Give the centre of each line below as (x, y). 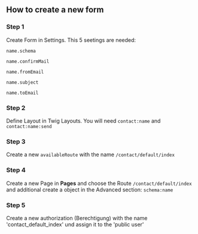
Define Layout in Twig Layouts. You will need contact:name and (83, 121)
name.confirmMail (28, 61)
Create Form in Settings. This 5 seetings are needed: (71, 40)
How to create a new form (55, 10)
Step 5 (16, 205)
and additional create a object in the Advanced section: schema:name (90, 189)
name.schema (21, 51)
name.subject (22, 82)
